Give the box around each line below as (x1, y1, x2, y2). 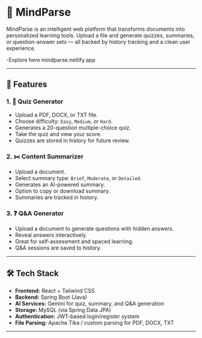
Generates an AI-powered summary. (14, 181, 105, 188)
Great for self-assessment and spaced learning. (14, 238, 134, 245)
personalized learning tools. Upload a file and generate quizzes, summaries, (6, 31, 195, 39)
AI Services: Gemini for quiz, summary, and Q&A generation (14, 300, 165, 307)
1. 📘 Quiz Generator (6, 98, 64, 106)
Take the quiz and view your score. (14, 130, 102, 137)
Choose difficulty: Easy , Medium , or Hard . (14, 117, 113, 125)
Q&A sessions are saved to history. (14, 244, 102, 252)
